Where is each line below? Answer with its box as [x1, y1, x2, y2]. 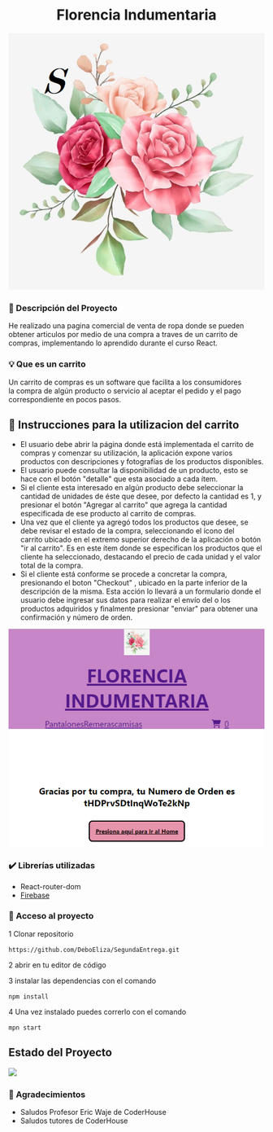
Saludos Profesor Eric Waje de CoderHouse [19, 1107, 167, 1117]
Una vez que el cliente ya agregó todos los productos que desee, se [19, 517, 249, 527]
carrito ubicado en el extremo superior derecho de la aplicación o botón [19, 535, 262, 545]
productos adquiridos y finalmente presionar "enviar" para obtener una [19, 604, 258, 614]
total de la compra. [19, 560, 84, 571]
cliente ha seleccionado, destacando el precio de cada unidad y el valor [19, 552, 262, 562]
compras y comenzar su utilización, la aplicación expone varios [19, 448, 233, 458]
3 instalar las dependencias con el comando [8, 976, 157, 985]
